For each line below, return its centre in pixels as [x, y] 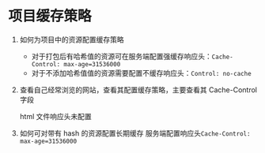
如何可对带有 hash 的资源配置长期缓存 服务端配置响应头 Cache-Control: [135, 133]
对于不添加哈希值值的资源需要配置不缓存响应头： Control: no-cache [141, 73]
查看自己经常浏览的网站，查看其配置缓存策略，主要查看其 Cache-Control [138, 90]
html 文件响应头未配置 [56, 116]
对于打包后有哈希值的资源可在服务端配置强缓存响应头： [121, 56]
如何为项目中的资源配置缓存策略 [72, 39]
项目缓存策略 [50, 16]
